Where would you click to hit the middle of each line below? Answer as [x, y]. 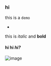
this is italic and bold [26, 36]
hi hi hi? [13, 47]
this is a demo [18, 18]
